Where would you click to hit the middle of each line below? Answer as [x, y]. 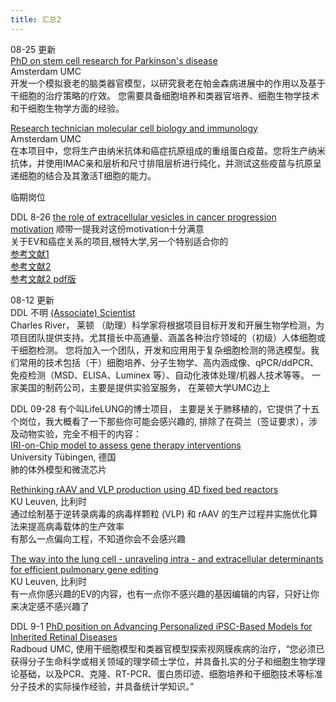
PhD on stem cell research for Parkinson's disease [114, 60]
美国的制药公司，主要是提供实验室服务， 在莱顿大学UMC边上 [144, 387]
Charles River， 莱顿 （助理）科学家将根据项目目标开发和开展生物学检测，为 [167, 325]
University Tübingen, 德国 [63, 457]
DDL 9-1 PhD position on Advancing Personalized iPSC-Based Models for [161, 626]
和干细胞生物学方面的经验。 [67, 108]
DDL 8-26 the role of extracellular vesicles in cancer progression [143, 217]
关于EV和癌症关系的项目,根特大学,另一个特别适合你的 [119, 241]
